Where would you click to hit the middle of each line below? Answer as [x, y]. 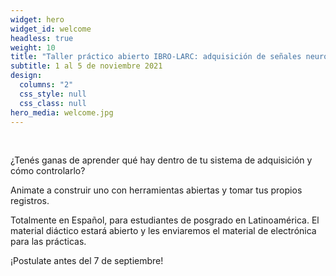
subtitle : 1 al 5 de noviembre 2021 [86, 66]
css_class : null [53, 103]
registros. [30, 201]
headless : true [42, 38]
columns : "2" [46, 85]
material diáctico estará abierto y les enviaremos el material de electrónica [163, 231]
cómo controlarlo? [48, 171]
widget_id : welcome [51, 29]
